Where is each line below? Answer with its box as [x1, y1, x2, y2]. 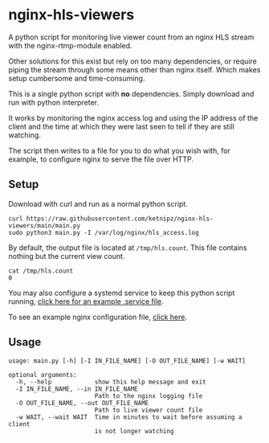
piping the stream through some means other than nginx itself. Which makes [8, 64, 261, 74]
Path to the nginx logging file [94, 392, 203, 400]
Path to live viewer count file [94, 406, 203, 414]
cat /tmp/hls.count [8, 267, 74, 275]
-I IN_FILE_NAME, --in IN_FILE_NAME [15, 384, 138, 393]
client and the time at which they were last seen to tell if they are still [8, 121, 234, 131]
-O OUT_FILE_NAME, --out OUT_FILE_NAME [15, 399, 149, 407]
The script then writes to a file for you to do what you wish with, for [8, 146, 230, 155]
